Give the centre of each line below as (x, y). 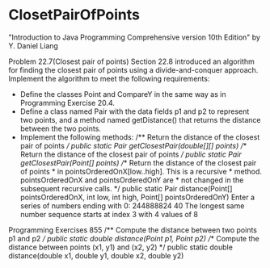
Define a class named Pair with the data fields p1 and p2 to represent (135, 111)
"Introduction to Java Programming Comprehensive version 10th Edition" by (135, 37)
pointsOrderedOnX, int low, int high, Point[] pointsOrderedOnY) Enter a (137, 197)
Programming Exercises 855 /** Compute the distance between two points (133, 230)
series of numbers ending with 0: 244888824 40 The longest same (132, 205)
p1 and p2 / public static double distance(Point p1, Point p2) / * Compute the (134, 238)
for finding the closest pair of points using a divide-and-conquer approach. (133, 69)
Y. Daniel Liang (34, 45)
